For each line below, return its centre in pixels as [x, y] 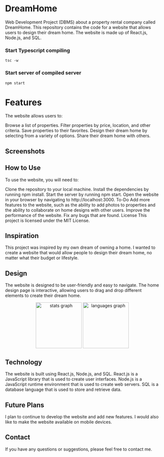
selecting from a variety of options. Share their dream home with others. [78, 136]
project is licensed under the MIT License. [47, 220]
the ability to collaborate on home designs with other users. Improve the [78, 210]
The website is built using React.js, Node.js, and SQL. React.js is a [71, 374]
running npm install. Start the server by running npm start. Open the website [82, 194]
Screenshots [25, 151]
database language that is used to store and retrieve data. [63, 389]
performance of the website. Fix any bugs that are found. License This [76, 215]
